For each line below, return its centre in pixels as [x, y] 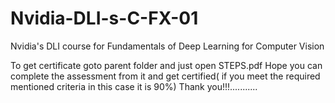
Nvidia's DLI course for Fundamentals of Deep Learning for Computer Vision [167, 46]
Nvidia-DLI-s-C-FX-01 [104, 18]
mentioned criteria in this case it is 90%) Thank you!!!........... [134, 86]
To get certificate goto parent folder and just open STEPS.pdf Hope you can [166, 65]
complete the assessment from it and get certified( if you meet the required [165, 76]
